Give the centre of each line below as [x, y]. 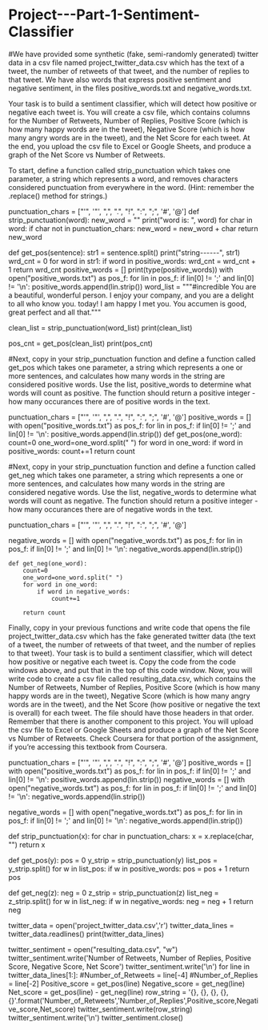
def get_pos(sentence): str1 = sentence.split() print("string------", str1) [124, 252]
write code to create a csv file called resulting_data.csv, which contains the [132, 679]
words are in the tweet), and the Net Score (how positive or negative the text [134, 704]
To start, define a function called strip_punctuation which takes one [119, 170]
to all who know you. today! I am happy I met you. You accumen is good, [128, 303]
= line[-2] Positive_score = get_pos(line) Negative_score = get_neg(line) [127, 983]
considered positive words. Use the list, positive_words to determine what [130, 384]
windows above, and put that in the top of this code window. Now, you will [130, 670]
